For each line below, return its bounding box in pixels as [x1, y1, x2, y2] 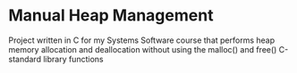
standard [8, 53, 42, 64]
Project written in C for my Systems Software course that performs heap [8, 35, 275, 45]
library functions [43, 53, 104, 64]
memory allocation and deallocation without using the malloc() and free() [8, 44, 277, 54]
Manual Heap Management [8, 5, 214, 26]
